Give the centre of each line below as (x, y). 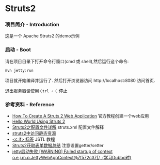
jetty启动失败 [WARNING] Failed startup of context (62, 151)
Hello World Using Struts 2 (39, 121)
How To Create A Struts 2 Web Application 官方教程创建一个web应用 (80, 116)
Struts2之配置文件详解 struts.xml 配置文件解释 (58, 127)
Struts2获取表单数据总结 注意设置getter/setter (58, 145)
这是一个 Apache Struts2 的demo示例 (42, 36)
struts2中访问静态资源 (34, 133)
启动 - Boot (18, 50)
